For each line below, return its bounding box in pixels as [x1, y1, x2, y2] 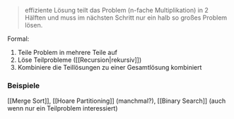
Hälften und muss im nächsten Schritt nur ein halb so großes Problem [24, 13, 228, 22]
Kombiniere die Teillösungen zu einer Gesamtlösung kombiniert [17, 63, 202, 71]
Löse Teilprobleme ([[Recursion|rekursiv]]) [17, 56, 142, 64]
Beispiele [7, 80, 40, 90]
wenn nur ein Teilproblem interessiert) [7, 104, 118, 113]
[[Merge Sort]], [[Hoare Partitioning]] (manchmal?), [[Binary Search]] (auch [7, 96, 226, 105]
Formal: [7, 35, 30, 43]
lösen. [24, 21, 43, 29]
